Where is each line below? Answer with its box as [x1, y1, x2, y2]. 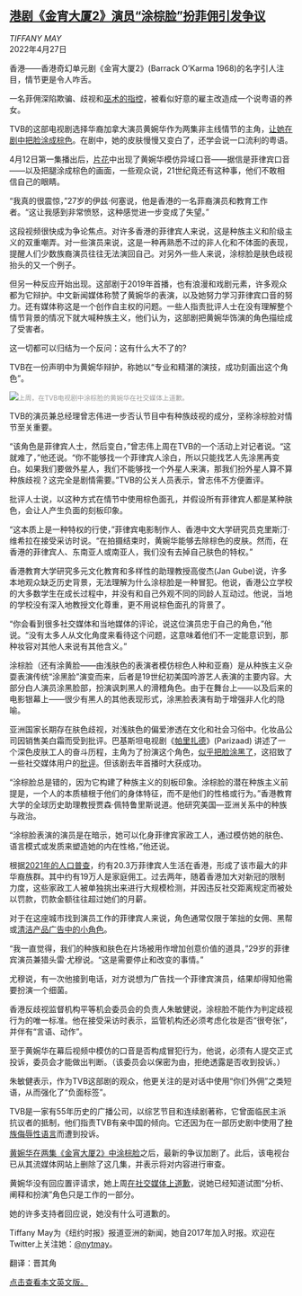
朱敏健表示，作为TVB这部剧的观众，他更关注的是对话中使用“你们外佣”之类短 [9, 1075, 292, 1086]
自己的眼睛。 [16, 176, 65, 187]
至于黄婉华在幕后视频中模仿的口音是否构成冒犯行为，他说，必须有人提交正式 [9, 1045, 293, 1056]
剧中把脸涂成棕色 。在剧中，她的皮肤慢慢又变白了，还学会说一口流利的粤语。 [9, 134, 293, 146]
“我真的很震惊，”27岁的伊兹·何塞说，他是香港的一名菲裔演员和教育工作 [9, 195, 268, 206]
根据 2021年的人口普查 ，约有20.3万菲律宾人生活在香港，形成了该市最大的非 [9, 859, 288, 870]
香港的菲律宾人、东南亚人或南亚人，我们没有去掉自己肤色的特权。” [9, 546, 253, 557]
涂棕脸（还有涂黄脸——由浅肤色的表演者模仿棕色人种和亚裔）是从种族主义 [9, 660, 285, 670]
